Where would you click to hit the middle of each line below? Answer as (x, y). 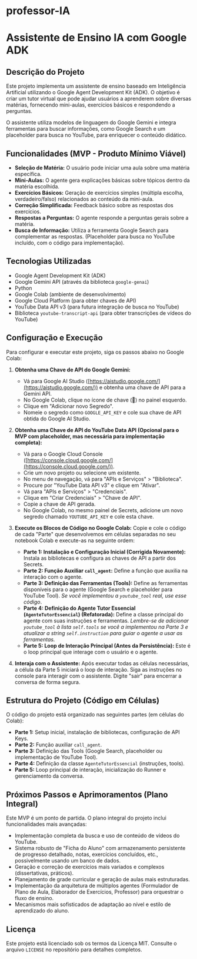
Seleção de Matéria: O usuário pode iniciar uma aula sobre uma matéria (102, 168)
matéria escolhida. (37, 186)
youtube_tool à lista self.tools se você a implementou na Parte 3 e (106, 627)
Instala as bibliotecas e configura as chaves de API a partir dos (100, 558)
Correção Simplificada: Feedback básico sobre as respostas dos (94, 205)
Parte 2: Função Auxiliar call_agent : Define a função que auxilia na (106, 570)
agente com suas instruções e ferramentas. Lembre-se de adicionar (106, 620)
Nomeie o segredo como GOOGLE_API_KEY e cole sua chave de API (102, 412)
